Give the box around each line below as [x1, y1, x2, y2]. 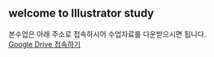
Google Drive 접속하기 [8, 39, 81, 49]
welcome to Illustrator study [8, 7, 155, 20]
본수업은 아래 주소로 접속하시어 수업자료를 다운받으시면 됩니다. [8, 28, 207, 39]
